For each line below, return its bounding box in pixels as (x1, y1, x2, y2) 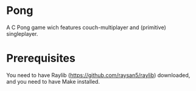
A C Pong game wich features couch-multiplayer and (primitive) (6, 24, 166, 31)
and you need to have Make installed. (6, 78, 100, 85)
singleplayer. (6, 30, 38, 37)
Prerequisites (6, 52, 76, 66)
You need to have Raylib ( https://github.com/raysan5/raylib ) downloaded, (6, 71, 191, 79)
